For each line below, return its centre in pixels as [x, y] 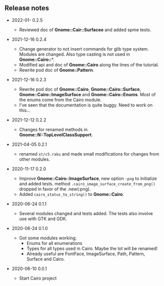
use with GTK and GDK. [43, 219]
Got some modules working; [48, 238]
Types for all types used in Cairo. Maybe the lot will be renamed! [92, 248]
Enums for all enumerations [54, 243]
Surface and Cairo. [46, 259]
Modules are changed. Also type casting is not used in [75, 54]
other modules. [35, 159]
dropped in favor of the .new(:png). [55, 189]
